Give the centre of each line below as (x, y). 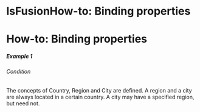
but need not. (23, 103)
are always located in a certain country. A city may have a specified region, (100, 97)
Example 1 (19, 56)
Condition (19, 72)
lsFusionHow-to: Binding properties (98, 11)
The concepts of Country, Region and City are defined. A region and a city (99, 90)
